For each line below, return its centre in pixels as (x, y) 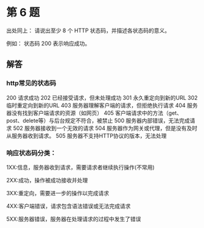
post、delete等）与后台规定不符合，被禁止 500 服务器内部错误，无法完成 (98, 120)
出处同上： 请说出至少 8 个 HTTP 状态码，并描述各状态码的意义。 (88, 30)
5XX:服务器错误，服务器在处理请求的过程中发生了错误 (74, 219)
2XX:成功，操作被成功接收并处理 (47, 180)
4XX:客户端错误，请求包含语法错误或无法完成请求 (69, 206)
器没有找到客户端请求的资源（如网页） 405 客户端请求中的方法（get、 (94, 112)
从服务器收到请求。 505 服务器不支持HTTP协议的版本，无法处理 (86, 136)
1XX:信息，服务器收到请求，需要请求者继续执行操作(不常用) (81, 167)
